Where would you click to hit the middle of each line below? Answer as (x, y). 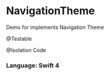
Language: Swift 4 (33, 65)
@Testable (19, 38)
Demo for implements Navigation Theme (55, 27)
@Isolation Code (26, 50)
